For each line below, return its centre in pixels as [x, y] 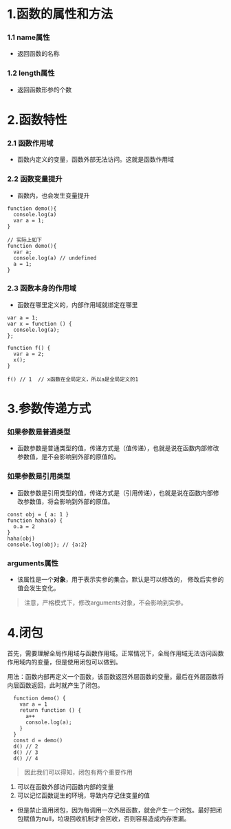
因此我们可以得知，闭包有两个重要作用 [78, 772]
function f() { [29, 348]
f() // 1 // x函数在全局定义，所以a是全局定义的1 [73, 379]
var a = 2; [29, 354]
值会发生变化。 [38, 588]
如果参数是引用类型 [39, 476]
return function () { [50, 710]
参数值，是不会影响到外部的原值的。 [68, 457]
